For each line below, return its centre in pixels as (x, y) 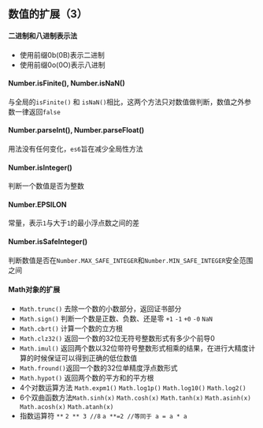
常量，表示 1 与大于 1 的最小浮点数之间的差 (74, 223)
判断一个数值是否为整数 (46, 186)
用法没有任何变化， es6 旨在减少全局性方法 (76, 149)
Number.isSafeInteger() (48, 242)
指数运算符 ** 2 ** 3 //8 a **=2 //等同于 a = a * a (103, 415)
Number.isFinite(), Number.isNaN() (67, 83)
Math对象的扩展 (34, 290)
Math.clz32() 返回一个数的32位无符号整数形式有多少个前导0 (117, 338)
